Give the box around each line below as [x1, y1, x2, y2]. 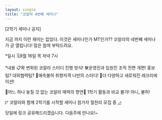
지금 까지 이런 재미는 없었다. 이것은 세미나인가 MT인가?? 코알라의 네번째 [5, 36, 143, 42]
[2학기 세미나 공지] [5, 25, 41, 32]
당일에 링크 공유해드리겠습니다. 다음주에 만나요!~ [5, 110, 98, 116]
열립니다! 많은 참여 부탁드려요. [15, 42, 73, 48]
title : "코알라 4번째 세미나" [5, 12, 59, 17]
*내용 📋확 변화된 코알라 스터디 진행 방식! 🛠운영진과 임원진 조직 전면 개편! [5, 65, 146, 71]
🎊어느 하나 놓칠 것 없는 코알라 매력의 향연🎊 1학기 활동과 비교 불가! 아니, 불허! [5, 89, 150, 95]
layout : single [5, 7, 36, 12]
